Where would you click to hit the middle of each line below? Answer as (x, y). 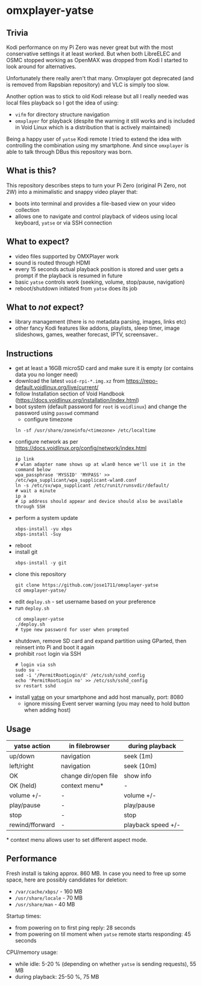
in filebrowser (90, 746)
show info (137, 776)
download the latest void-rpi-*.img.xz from (70, 381)
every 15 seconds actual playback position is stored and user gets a (99, 269)
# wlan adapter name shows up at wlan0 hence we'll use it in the (100, 465)
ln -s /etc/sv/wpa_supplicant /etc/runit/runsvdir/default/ (92, 486)
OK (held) (23, 786)
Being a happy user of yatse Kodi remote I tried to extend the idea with (94, 139)
